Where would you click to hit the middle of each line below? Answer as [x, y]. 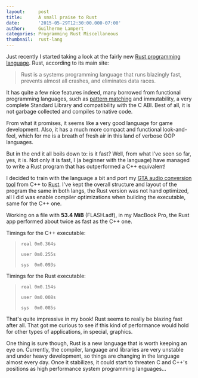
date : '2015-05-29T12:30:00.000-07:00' [64, 23]
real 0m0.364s [38, 244]
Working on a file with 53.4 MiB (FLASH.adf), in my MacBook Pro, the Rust [98, 215]
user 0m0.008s [38, 297]
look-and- [175, 129]
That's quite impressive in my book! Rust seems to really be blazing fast [95, 319]
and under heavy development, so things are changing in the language [93, 356]
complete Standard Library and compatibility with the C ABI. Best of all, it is [98, 105]
